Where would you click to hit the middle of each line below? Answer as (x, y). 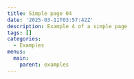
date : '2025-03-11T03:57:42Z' (51, 20)
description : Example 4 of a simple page (67, 26)
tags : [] (20, 33)
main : (21, 58)
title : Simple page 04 (40, 13)
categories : (24, 39)
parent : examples (44, 65)
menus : (16, 52)
